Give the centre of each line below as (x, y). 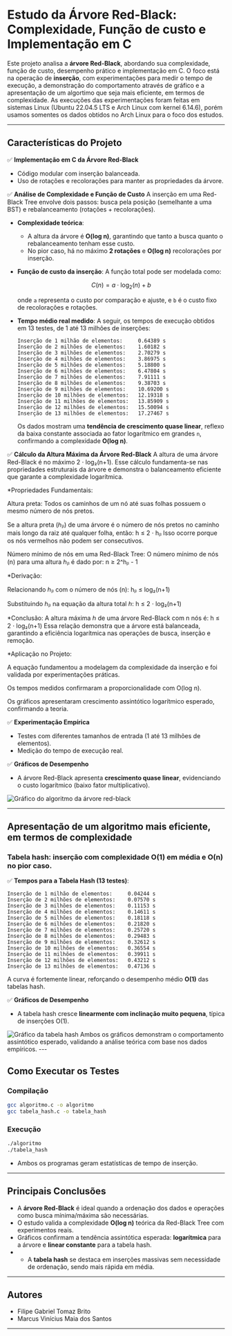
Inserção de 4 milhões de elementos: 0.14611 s (81, 912)
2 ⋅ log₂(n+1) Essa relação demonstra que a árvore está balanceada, (104, 625)
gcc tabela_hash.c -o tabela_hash (57, 1111)
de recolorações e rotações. (57, 307)
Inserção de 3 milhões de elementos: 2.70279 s (91, 352)
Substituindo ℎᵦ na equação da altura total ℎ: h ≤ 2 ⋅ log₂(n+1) (94, 603)
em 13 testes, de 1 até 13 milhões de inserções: (84, 328)
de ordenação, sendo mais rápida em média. (91, 1267)
